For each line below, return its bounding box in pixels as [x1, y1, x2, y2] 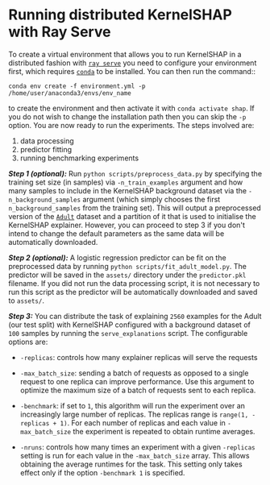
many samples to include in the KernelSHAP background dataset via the [8, 185, 247, 195]
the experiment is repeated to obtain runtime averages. [72, 426, 255, 436]
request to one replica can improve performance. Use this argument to [19, 376, 255, 386]
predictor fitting [19, 144, 73, 154]
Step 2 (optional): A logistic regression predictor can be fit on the [8, 252, 227, 263]
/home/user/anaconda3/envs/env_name [8, 89, 131, 97]
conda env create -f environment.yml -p [8, 82, 147, 90]
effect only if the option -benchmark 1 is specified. [19, 467, 185, 477]
